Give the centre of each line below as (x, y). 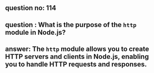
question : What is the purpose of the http (71, 25)
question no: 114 (31, 8)
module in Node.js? (36, 32)
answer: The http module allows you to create (77, 49)
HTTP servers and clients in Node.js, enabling (77, 57)
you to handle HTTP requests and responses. (76, 64)
